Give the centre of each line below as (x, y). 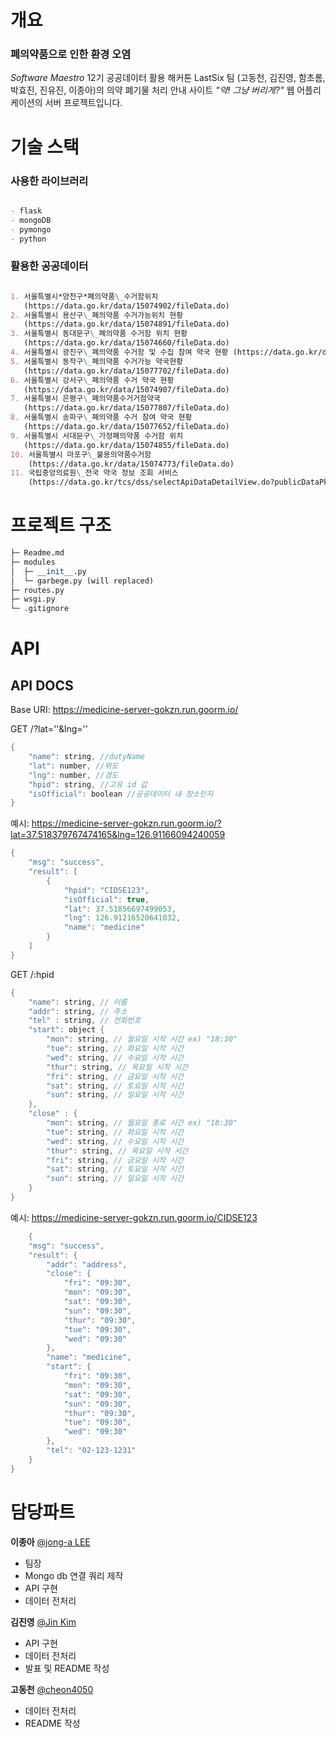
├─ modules (33, 562)
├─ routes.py (37, 590)
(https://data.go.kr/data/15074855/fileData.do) (126, 445)
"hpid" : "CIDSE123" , (106, 890)
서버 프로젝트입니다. (83, 103)
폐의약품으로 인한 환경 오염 (71, 54)
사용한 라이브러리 (49, 181)
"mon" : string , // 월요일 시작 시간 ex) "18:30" (142, 1039)
